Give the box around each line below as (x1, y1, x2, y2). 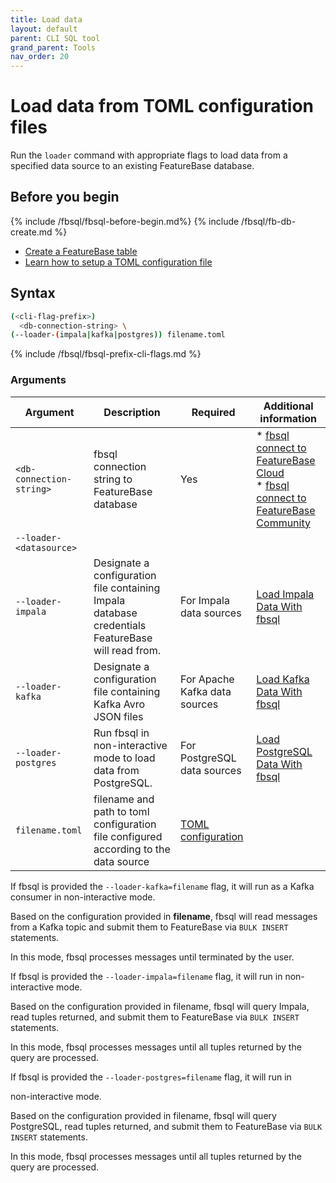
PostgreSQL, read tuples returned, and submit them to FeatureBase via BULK (10, 1120, 323, 1132)
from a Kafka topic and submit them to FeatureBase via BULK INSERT (10, 921, 289, 933)
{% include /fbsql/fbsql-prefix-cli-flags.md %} (10, 348, 202, 360)
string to (93, 472, 133, 486)
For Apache (180, 672, 235, 686)
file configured (93, 829, 163, 843)
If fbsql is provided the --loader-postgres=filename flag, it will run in (10, 1071, 292, 1083)
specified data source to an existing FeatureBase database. (10, 160, 255, 172)
